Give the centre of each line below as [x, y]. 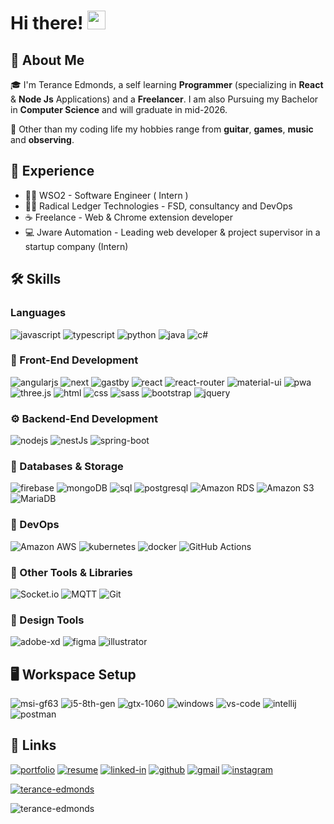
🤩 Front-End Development [74, 360]
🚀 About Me [47, 60]
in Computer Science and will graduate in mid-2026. [119, 109]
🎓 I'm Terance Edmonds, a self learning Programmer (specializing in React [167, 84]
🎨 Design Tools [47, 620]
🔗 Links [33, 745]
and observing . [42, 139]
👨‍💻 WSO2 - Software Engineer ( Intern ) [106, 195]
